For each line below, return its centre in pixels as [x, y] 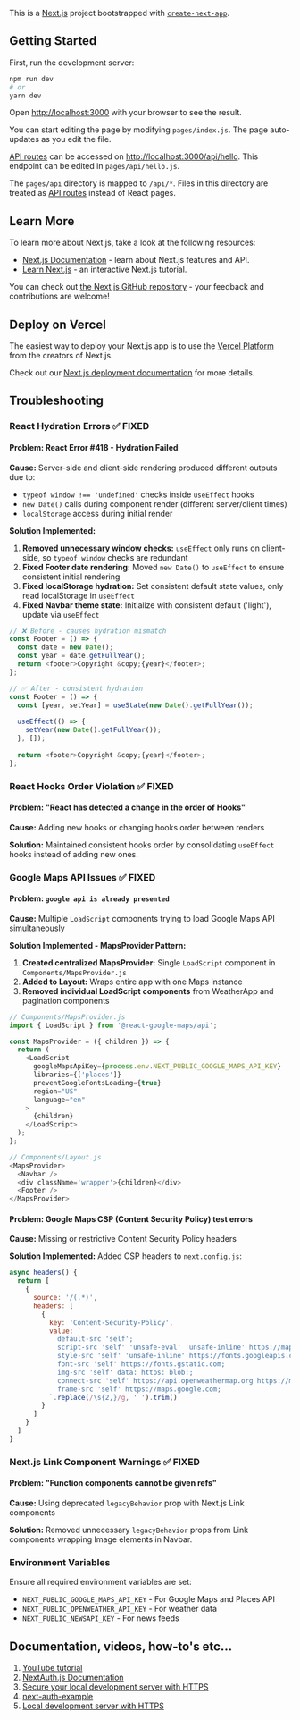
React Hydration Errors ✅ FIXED [79, 426]
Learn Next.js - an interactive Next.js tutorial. [104, 270]
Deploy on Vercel [58, 324]
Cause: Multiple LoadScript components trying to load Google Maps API [142, 918]
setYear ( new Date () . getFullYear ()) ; [94, 730]
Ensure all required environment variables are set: [100, 1582]
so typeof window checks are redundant [116, 557]
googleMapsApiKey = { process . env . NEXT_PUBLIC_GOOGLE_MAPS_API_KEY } [157, 1067]
